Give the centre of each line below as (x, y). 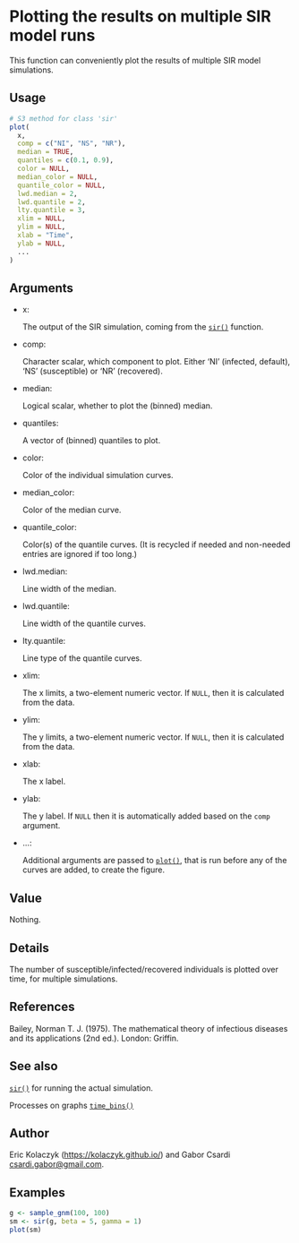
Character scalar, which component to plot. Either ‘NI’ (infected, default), (156, 362)
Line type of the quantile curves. (82, 658)
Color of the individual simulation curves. (98, 476)
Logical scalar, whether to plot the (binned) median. (117, 406)
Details (29, 948)
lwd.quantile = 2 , (52, 202)
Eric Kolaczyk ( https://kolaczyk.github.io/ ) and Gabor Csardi (120, 1155)
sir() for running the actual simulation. (81, 1088)
